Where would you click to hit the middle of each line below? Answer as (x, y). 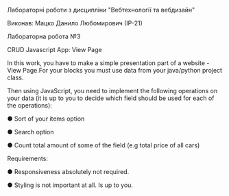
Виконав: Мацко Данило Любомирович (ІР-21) (75, 23)
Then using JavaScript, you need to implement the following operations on (112, 91)
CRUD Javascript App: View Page (55, 50)
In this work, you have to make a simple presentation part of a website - (108, 63)
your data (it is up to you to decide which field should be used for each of (111, 98)
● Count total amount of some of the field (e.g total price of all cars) (104, 145)
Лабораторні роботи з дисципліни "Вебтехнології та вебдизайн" (101, 10)
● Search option (31, 132)
